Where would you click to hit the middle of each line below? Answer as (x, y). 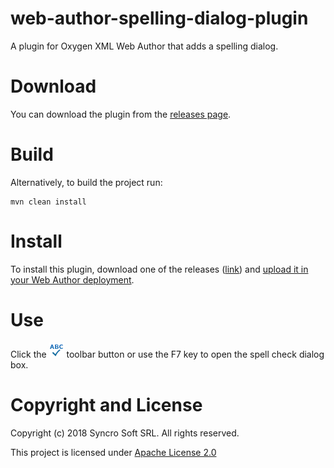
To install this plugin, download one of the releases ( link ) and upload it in (159, 269)
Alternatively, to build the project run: (86, 182)
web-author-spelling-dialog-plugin (159, 18)
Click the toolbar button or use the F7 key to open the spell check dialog (167, 354)
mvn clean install (48, 202)
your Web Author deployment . (72, 279)
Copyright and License (106, 404)
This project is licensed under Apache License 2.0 (113, 452)
